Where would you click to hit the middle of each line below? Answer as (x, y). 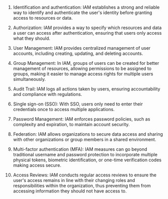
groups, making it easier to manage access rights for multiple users (83, 74)
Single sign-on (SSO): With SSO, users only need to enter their (78, 104)
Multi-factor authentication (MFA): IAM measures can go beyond (80, 149)
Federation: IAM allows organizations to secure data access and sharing (88, 134)
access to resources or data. (43, 18)
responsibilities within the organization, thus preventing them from (82, 186)
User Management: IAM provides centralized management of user (82, 48)
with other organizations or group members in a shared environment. (85, 139)
